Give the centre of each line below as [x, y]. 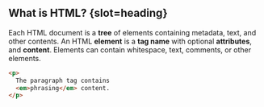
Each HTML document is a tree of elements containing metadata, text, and [132, 32]
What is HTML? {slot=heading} [88, 13]
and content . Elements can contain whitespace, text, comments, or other [130, 49]
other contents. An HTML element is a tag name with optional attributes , [130, 41]
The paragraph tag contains [63, 80]
